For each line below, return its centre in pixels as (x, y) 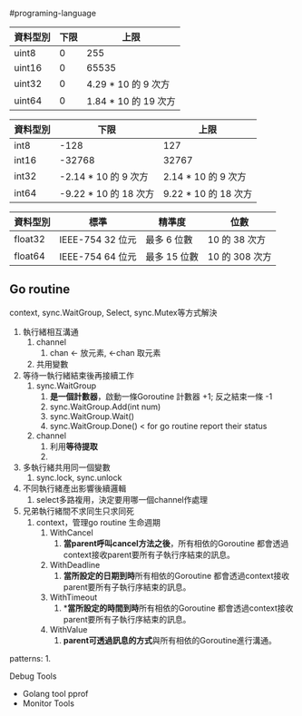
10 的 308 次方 (239, 256)
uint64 (28, 101)
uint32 (28, 83)
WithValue (68, 629)
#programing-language (53, 13)
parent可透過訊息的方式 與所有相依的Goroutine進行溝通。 (170, 640)
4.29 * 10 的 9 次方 (128, 84)
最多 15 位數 (172, 256)
